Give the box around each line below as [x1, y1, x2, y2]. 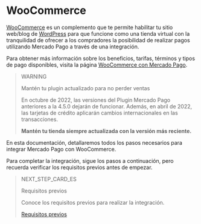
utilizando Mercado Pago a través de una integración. [6, 43, 139, 50]
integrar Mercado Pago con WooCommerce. [6, 145, 116, 153]
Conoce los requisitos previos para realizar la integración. [21, 199, 165, 206]
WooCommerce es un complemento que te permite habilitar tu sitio [6, 24, 173, 31]
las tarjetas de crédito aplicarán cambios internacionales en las [21, 109, 178, 116]
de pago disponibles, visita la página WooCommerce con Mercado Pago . [6, 61, 188, 68]
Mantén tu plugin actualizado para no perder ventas [21, 84, 150, 91]
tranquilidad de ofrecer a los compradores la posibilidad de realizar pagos [6, 36, 190, 44]
